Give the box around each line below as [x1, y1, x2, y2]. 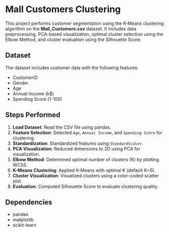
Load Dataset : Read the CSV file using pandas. [12, 124, 112, 130]
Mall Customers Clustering [5, 4, 121, 15]
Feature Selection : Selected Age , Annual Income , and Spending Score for [12, 129, 162, 135]
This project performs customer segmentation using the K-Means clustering [5, 20, 164, 26]
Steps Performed [5, 110, 61, 120]
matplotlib [12, 217, 34, 223]
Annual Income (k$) [12, 90, 54, 97]
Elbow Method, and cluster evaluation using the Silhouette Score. [5, 36, 142, 43]
